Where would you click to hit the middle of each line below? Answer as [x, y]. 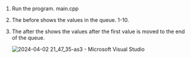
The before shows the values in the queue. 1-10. [70, 20]
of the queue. [28, 38]
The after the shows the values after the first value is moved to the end [98, 31]
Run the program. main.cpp [45, 9]
